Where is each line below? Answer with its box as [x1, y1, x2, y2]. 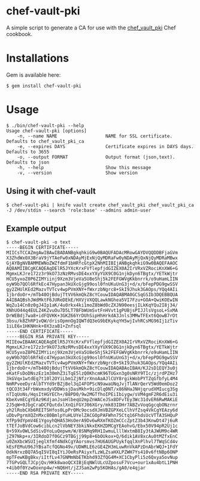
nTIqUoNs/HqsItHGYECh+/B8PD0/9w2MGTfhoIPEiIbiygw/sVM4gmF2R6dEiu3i [6, 392, 178, 398]
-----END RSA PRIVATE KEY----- [6, 470, 84, 476]
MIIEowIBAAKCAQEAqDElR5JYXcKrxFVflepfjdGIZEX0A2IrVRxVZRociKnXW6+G [6, 339, 178, 345]
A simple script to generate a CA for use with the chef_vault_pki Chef [6, 24, 176, 31]
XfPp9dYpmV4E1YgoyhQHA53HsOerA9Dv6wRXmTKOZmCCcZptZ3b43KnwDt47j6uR [6, 418, 178, 424]
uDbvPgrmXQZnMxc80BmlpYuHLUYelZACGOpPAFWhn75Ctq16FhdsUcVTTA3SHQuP [6, 413, 178, 419]
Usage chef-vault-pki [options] [6, 128, 87, 134]
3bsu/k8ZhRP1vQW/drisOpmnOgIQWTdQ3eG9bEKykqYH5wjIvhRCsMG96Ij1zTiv [6, 318, 178, 324]
